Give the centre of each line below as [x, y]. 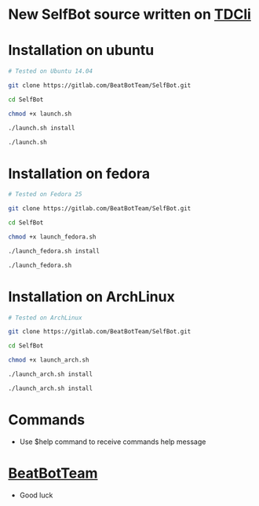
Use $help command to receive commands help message [113, 442]
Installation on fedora [79, 173]
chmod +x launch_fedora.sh [52, 237]
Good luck [36, 495]
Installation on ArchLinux [91, 297]
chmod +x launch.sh [40, 114]
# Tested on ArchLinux [45, 318]
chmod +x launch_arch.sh [49, 360]
